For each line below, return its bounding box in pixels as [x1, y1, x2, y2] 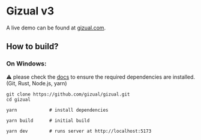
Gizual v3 [6, 4, 55, 18]
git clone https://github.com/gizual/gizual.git [6, 91, 130, 97]
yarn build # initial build [6, 117, 90, 124]
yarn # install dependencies [6, 107, 109, 113]
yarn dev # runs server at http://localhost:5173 [6, 128, 152, 134]
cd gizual [6, 96, 31, 103]
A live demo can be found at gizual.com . [6, 24, 106, 31]
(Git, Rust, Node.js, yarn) [6, 79, 67, 87]
